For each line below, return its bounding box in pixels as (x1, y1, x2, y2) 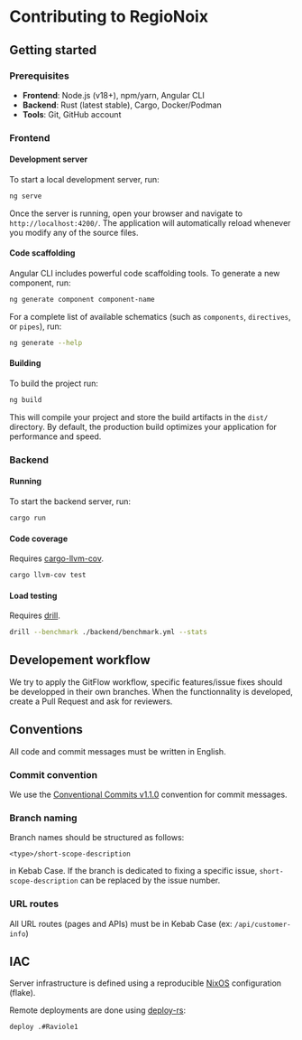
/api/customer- (233, 920, 291, 929)
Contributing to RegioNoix (9, 6, 209, 27)
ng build (9, 396, 42, 405)
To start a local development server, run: (9, 174, 160, 184)
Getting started (9, 42, 97, 58)
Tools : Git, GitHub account (22, 108, 122, 119)
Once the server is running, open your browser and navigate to (9, 208, 243, 219)
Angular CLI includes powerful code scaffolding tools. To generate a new (9, 268, 280, 279)
